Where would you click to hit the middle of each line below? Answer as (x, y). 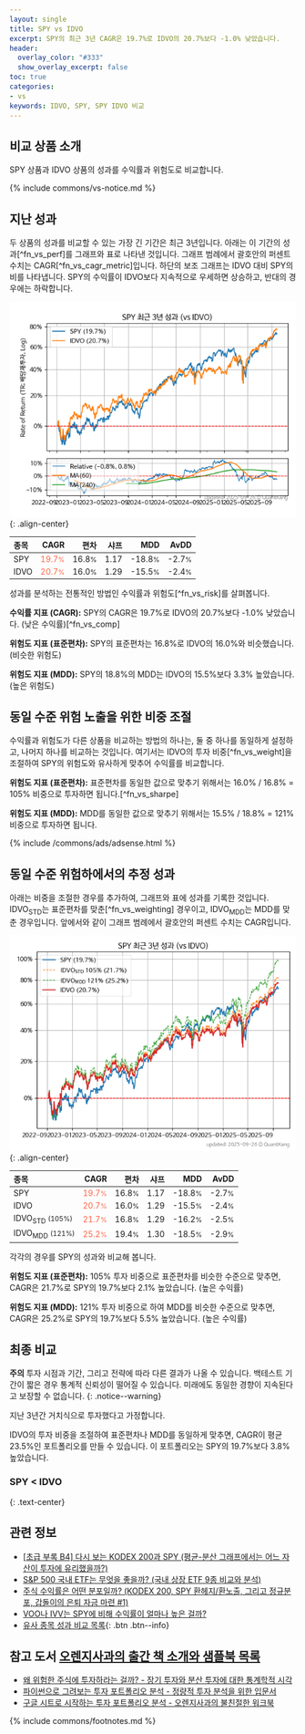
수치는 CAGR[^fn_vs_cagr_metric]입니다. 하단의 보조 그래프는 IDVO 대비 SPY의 (152, 265)
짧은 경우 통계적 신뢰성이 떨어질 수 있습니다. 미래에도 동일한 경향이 (144, 1385)
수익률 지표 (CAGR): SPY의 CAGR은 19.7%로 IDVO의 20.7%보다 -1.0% (137, 612)
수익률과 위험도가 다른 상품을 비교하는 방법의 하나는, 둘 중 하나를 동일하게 (139, 741)
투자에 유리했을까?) (74, 1568)
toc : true (28, 78)
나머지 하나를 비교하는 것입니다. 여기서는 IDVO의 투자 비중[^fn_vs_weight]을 (157, 752)
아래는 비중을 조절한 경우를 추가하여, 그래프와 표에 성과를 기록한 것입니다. (139, 898)
